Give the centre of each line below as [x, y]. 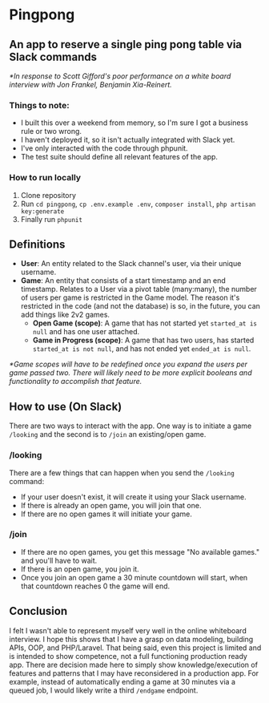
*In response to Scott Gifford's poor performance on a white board [120, 76]
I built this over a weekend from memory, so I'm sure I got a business [134, 123]
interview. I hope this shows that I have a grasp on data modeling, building [131, 639]
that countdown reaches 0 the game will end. [95, 586]
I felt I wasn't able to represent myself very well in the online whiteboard [128, 630]
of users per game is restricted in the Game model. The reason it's [130, 297]
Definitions [37, 244]
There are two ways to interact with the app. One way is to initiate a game [130, 426]
